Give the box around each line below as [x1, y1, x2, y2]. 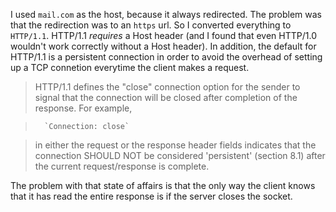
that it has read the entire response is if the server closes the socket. [10, 190, 293, 202]
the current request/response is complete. [34, 160, 210, 172]
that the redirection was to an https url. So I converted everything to [10, 19, 292, 31]
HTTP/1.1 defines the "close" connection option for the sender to [34, 81, 301, 93]
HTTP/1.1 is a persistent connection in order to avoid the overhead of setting [10, 51, 323, 63]
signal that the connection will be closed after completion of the [34, 92, 298, 103]
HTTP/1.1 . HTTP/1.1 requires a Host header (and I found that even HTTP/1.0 [10, 30, 317, 41]
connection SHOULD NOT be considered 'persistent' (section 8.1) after [34, 150, 326, 161]
